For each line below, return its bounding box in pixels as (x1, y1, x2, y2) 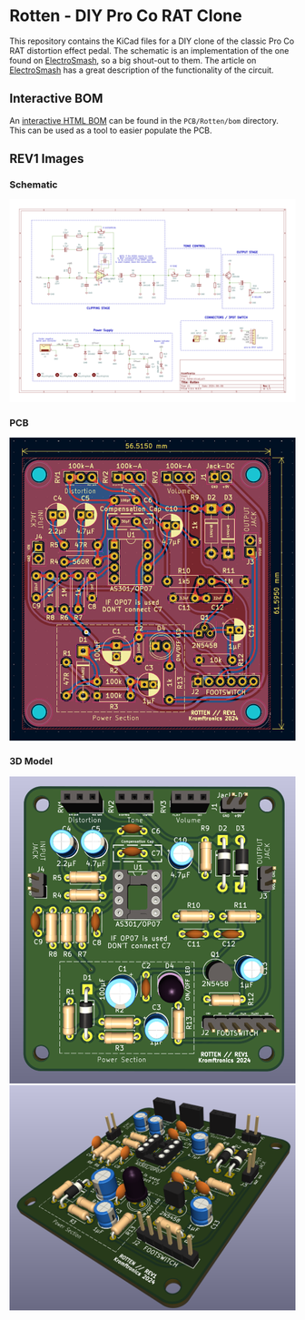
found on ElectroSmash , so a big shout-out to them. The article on (9, 55, 257, 65)
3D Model (9, 755, 54, 768)
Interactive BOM (9, 91, 103, 106)
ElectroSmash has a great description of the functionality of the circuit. (9, 65, 274, 76)
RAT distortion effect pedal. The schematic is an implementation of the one (9, 45, 290, 55)
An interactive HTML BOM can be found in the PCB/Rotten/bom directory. (9, 115, 279, 126)
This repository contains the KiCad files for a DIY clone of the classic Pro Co (9, 35, 295, 46)
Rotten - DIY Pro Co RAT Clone (9, 5, 242, 26)
